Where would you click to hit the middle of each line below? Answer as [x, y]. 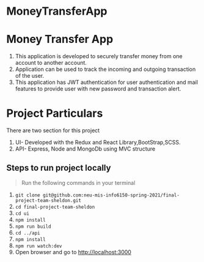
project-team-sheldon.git [48, 200]
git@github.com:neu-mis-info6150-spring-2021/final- [111, 195]
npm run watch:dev [38, 246]
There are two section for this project [53, 130]
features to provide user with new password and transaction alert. [98, 89]
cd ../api [28, 233]
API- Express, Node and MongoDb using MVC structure [85, 149]
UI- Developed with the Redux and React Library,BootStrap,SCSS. [98, 143]
